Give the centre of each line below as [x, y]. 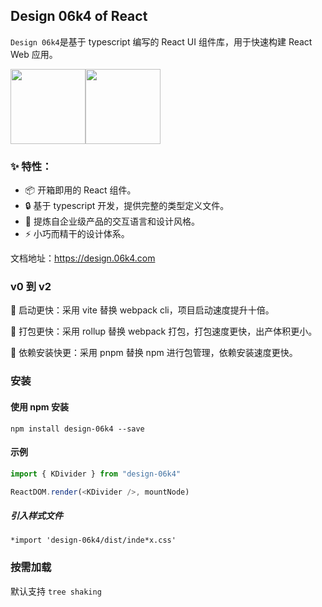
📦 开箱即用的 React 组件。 [80, 190]
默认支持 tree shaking [56, 591]
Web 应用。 [34, 54]
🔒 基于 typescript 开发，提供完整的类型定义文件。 [127, 206]
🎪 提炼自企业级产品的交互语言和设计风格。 [112, 221]
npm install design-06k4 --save [77, 429]
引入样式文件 [36, 516]
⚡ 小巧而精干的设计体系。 [77, 234]
